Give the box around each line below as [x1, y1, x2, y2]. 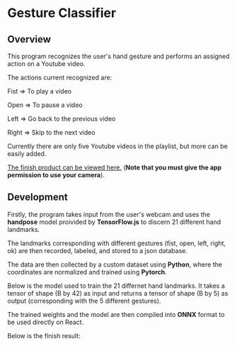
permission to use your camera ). [7, 171, 105, 179]
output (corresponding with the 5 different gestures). [7, 296, 161, 305]
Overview [7, 33, 52, 45]
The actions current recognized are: [7, 73, 112, 82]
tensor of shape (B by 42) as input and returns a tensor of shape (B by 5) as [7, 289, 229, 297]
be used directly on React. [7, 318, 84, 326]
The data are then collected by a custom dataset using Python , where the [7, 260, 223, 269]
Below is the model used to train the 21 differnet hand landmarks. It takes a [7, 281, 225, 290]
